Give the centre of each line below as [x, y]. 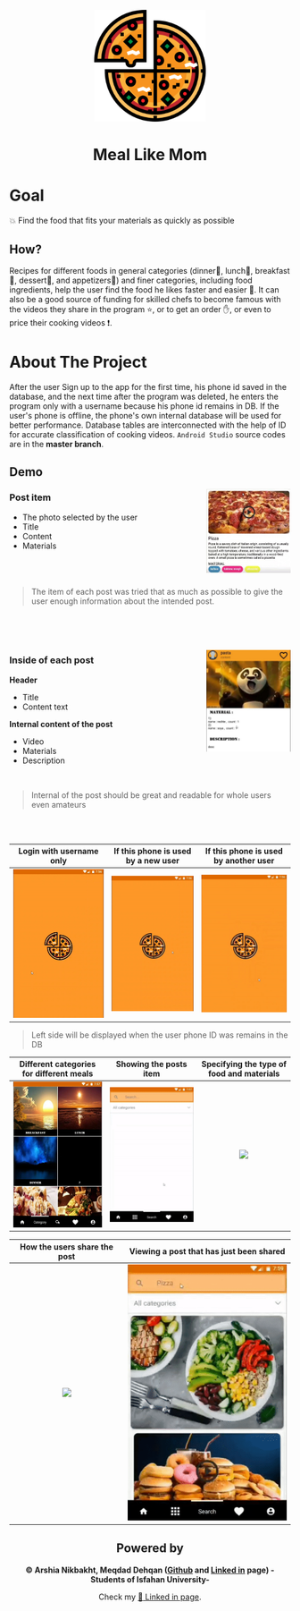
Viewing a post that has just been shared [207, 1251]
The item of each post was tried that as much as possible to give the [157, 591]
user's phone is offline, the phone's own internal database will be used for [146, 415]
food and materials [244, 1073]
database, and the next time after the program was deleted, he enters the [144, 396]
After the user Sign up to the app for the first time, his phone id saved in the [148, 386]
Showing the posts [151, 1064]
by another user [244, 861]
